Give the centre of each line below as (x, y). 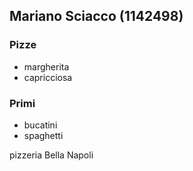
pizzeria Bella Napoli (51, 155)
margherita (46, 66)
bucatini (40, 125)
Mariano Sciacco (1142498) (96, 16)
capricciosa (48, 77)
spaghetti (43, 135)
